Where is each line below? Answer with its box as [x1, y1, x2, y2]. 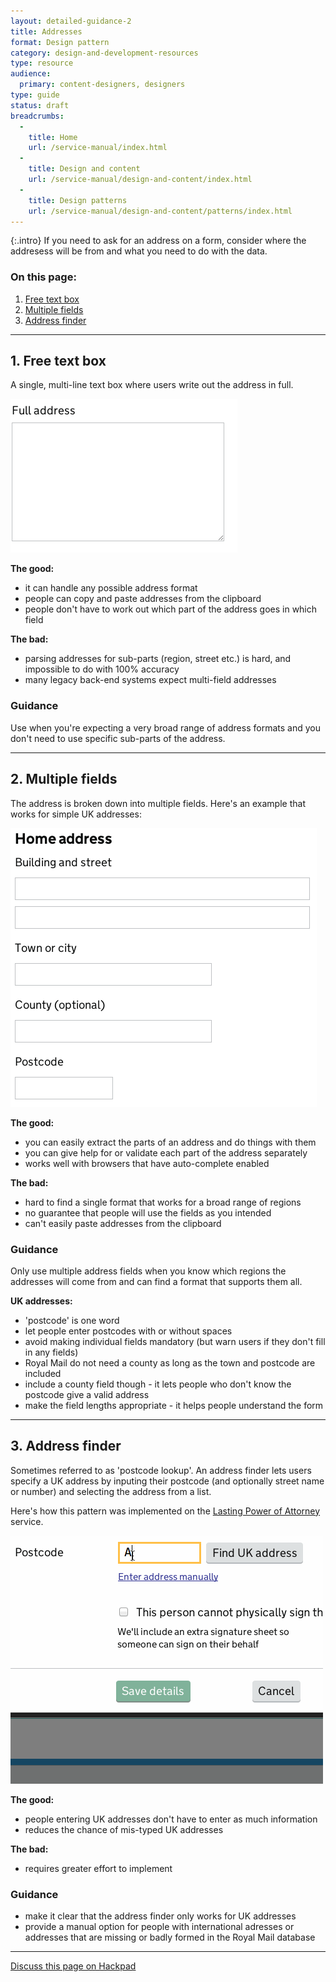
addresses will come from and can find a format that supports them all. [10, 1275, 303, 1287]
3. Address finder [10, 1438, 122, 1455]
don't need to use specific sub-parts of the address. [10, 732, 226, 744]
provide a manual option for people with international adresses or [24, 1921, 295, 1932]
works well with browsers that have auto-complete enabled [24, 1157, 270, 1169]
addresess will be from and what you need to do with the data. [10, 245, 268, 257]
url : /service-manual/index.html [28, 143, 168, 153]
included [24, 1367, 62, 1379]
